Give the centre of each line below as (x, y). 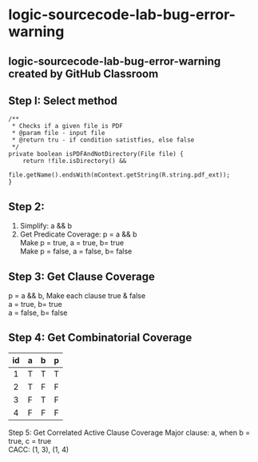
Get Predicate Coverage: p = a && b (78, 234)
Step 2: (27, 207)
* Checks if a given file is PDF (67, 126)
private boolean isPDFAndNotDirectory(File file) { (96, 154)
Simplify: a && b (46, 226)
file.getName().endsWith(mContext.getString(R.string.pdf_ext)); (119, 175)
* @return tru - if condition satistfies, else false (103, 140)
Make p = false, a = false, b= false (76, 251)
